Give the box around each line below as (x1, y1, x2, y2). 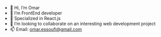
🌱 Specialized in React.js (9, 15, 61, 21)
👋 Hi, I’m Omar (9, 5, 40, 10)
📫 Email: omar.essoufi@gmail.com (9, 26, 82, 32)
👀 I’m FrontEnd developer (9, 10, 62, 16)
